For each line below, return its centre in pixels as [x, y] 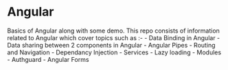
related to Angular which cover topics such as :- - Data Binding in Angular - [114, 37]
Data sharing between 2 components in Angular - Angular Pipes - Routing [111, 45]
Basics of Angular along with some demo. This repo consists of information [113, 31]
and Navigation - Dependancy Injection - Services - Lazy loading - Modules [114, 52]
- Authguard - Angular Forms [48, 59]
